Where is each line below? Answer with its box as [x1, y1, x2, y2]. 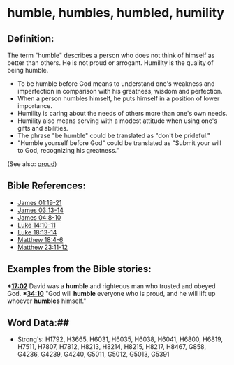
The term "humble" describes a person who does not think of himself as [7, 51, 215, 59]
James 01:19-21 [17, 198, 62, 207]
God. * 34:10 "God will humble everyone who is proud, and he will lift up [7, 289, 216, 297]
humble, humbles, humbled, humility [7, 5, 225, 21]
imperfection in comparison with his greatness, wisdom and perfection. [17, 87, 223, 95]
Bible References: [7, 180, 86, 192]
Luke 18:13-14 [17, 228, 57, 237]
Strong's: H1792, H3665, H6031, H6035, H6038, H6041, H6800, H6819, [17, 335, 224, 343]
